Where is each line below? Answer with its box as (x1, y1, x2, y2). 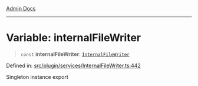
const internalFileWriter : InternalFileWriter (20, 50, 130, 58)
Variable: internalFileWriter (6, 31, 141, 45)
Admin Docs (6, 5, 36, 12)
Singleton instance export (6, 73, 69, 80)
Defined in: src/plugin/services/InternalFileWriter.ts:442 (6, 62, 141, 69)
